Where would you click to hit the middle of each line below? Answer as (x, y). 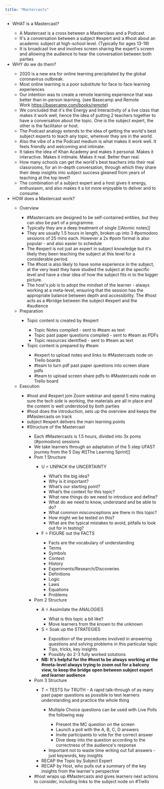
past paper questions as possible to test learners (91, 695)
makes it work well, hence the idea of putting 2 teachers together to (88, 115)
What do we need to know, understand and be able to (102, 502)
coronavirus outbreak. (42, 79)
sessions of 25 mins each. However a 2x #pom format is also (88, 238)
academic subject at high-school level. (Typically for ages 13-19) (84, 43)
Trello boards (47, 360)
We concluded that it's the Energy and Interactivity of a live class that (89, 110)
